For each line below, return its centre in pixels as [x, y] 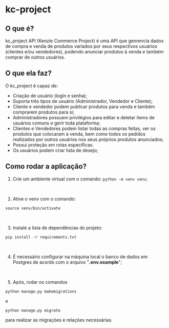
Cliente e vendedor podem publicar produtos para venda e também [84, 106]
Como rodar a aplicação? [46, 166]
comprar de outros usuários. [35, 57]
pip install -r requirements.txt [41, 237]
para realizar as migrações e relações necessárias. [59, 320]
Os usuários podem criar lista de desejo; [55, 150]
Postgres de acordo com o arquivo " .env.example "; [67, 262]
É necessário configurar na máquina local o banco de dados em [80, 257]
